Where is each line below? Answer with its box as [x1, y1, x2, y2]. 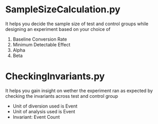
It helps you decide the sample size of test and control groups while [5, 21, 149, 27]
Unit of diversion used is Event [12, 103, 78, 109]
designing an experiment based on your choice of [5, 26, 111, 32]
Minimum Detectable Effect [12, 41, 71, 47]
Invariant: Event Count [12, 114, 60, 120]
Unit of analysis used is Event [12, 108, 75, 114]
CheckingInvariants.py [5, 70, 105, 82]
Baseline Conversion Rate [12, 36, 68, 42]
